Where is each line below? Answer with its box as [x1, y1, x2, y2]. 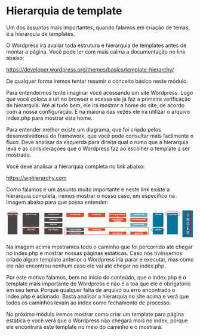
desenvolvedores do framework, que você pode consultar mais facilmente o [6, 132, 194, 139]
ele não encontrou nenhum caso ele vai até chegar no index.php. [6, 262, 166, 269]
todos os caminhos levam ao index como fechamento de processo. [6, 299, 171, 306]
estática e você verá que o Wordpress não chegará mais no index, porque [6, 317, 188, 324]
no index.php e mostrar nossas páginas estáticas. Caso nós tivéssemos [6, 250, 183, 257]
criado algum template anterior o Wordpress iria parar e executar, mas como [6, 256, 194, 263]
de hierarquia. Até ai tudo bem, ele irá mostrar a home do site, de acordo [6, 101, 185, 108]
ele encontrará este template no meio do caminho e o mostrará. [6, 323, 163, 331]
